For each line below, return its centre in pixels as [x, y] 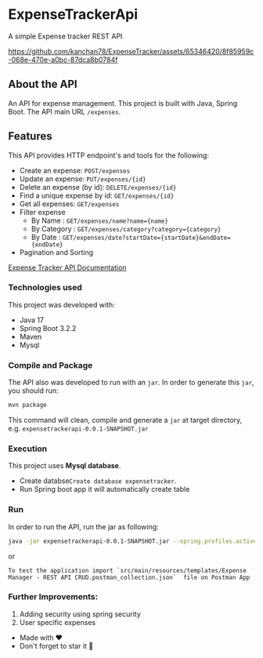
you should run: [33, 391]
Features [30, 136]
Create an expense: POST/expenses [75, 170]
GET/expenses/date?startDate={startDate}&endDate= [146, 238]
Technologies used [45, 288]
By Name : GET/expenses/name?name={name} [99, 220]
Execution [28, 449]
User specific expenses [58, 622]
